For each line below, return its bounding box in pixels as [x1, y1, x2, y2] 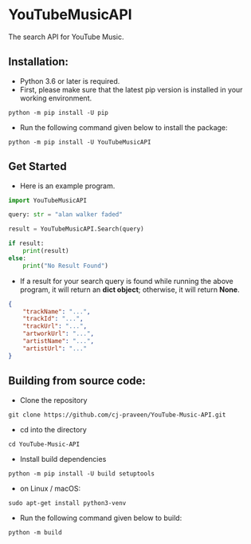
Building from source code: [8, 374, 146, 388]
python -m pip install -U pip [8, 108, 109, 116]
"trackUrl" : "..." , [22, 322, 88, 330]
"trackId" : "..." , [22, 315, 84, 323]
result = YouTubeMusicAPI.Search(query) [8, 225, 145, 233]
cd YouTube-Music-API [8, 440, 80, 448]
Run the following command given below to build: [19, 513, 182, 522]
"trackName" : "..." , [22, 307, 91, 316]
